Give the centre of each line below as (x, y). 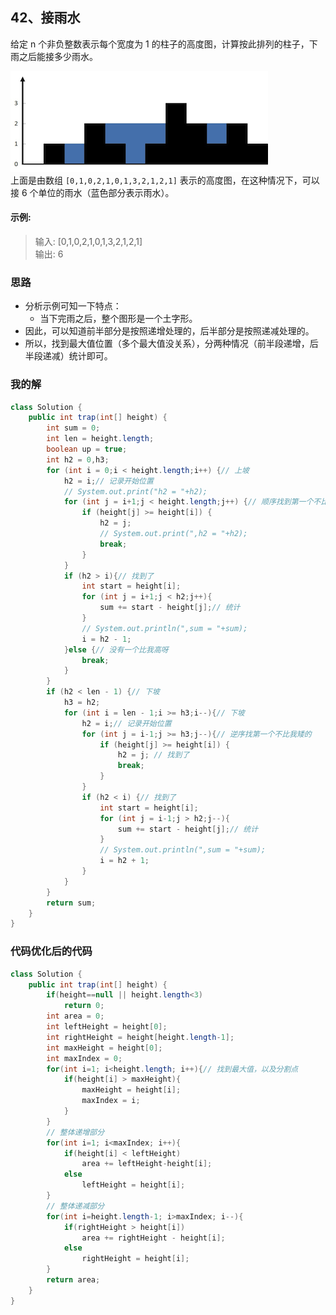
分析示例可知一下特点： (73, 306)
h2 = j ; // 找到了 (153, 755)
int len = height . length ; (100, 439)
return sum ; (71, 903)
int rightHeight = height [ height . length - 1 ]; (140, 1037)
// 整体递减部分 (75, 1206)
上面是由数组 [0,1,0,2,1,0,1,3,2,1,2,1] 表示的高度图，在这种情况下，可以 (165, 180)
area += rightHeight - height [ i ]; (153, 1238)
